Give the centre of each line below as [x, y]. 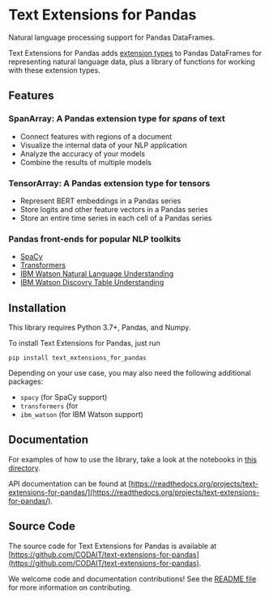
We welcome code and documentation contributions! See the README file [132, 579]
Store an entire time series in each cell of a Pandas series [116, 218]
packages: [26, 381]
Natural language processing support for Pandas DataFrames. [112, 37]
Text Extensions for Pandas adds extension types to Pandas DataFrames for [135, 53]
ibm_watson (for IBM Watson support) [82, 415]
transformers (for [49, 406]
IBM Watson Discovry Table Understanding [92, 283]
